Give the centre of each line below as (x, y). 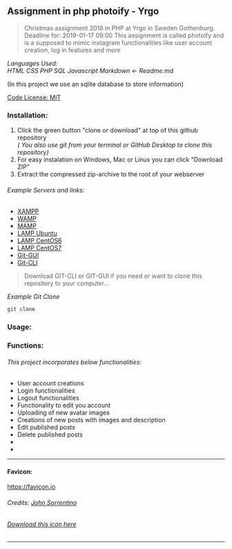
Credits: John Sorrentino (42, 503)
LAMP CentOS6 (39, 241)
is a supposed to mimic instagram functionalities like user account (118, 42)
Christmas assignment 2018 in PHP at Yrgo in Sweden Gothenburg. (119, 28)
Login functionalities (46, 391)
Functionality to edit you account (64, 406)
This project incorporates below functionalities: (74, 362)
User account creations (50, 383)
